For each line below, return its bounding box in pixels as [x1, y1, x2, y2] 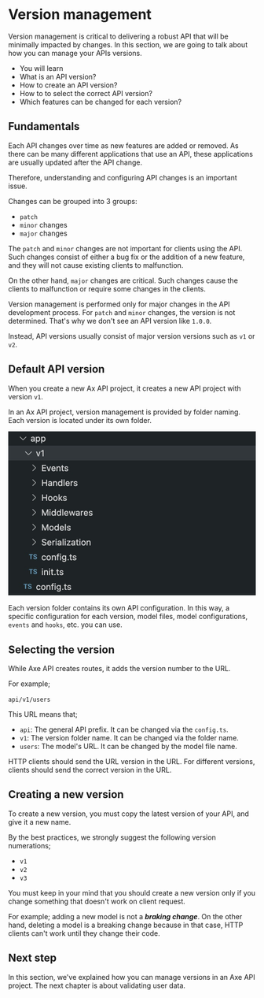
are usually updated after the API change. [8, 158, 143, 167]
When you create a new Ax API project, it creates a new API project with [8, 384, 241, 393]
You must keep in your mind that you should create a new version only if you [8, 888, 256, 897]
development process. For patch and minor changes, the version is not [8, 307, 236, 317]
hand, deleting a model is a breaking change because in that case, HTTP [8, 920, 244, 929]
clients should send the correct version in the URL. [8, 766, 172, 775]
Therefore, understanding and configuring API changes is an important [8, 173, 237, 182]
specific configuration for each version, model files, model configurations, [8, 612, 248, 621]
